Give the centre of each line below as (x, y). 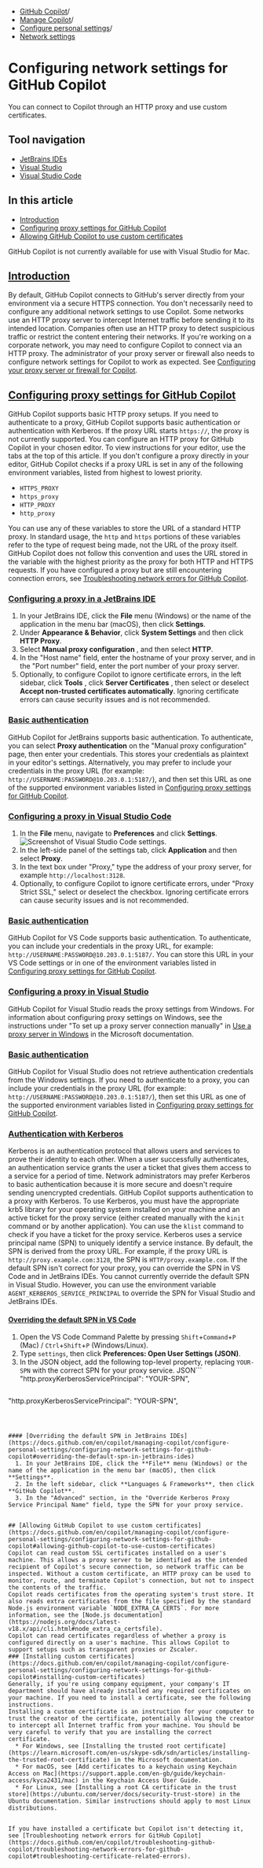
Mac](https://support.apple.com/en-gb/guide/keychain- (134, 1774)
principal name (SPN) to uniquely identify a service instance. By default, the (131, 1243)
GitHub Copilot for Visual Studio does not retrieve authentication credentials (131, 1071)
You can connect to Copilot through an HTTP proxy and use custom (118, 106)
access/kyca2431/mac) (44, 1781)
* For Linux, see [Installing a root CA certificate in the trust (126, 1788)
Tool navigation (47, 140)
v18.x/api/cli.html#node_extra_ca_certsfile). (86, 1629)
